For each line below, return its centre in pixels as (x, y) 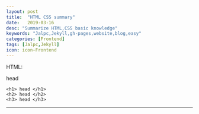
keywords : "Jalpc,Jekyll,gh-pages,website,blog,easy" (74, 34)
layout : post (22, 12)
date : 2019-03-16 (30, 22)
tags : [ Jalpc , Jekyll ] (33, 45)
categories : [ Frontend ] (36, 39)
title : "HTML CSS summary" (41, 17)
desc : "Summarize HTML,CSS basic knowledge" (62, 28)
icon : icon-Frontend (32, 50)
